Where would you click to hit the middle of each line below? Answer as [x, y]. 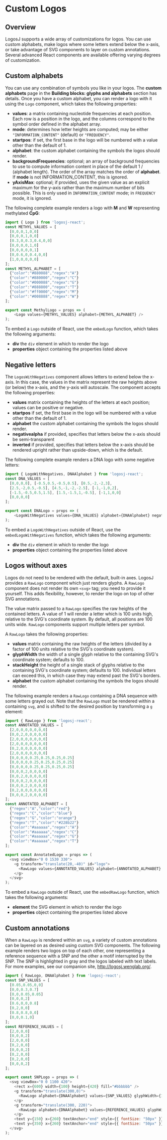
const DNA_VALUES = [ [28, 479]
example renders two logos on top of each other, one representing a [75, 951]
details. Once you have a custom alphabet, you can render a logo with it [79, 98]
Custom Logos [36, 9]
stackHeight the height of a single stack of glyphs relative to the [79, 665]
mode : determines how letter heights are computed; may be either [80, 129]
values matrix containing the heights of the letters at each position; [81, 402]
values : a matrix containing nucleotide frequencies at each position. [82, 113]
